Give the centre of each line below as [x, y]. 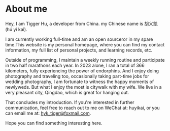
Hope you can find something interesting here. [54, 123]
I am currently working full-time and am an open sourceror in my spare [79, 39]
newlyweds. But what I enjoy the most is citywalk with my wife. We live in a [83, 87]
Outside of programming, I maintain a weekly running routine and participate [85, 60]
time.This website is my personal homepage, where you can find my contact [85, 44]
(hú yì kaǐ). [16, 29]
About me [26, 9]
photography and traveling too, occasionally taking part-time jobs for [77, 76]
